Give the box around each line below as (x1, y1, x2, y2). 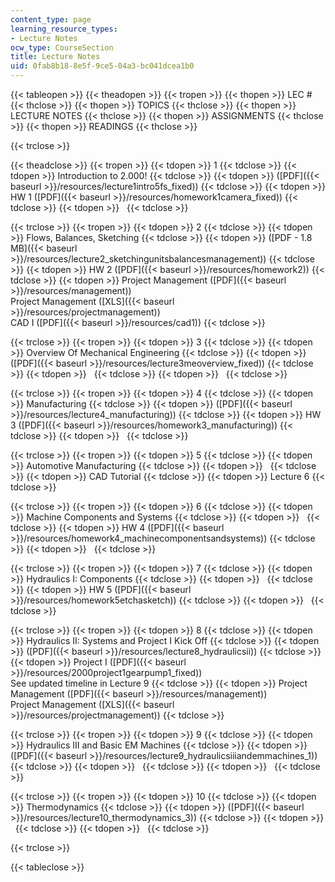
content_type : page (10, 14, 92, 25)
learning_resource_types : (10, 24, 118, 34)
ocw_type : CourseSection (10, 42, 114, 53)
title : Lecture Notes (10, 52, 101, 62)
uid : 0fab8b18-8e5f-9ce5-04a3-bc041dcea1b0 (10, 61, 195, 71)
